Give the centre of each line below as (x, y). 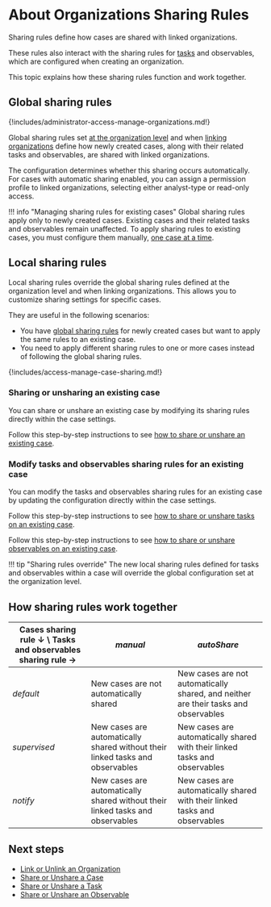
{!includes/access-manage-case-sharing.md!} (85, 372)
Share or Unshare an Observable (75, 894)
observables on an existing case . (63, 549)
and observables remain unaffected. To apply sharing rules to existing (124, 228)
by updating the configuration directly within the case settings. (113, 500)
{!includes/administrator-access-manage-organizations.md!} (110, 122)
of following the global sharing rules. (81, 356)
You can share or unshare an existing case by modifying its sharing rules (129, 410)
